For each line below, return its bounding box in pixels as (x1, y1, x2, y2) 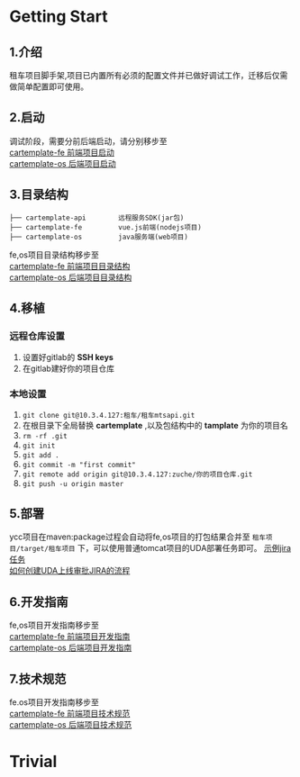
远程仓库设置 (9, 330, 66, 342)
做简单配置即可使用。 (9, 81, 88, 92)
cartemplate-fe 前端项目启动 (9, 147, 115, 158)
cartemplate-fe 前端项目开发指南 (9, 631, 131, 642)
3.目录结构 (9, 187, 69, 203)
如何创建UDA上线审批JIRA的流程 (9, 565, 131, 576)
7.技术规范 (9, 671, 67, 686)
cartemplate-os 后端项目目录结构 (9, 272, 132, 283)
